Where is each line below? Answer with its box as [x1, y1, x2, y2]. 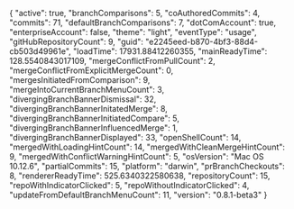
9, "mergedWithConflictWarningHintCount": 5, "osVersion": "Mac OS [9, 151, 264, 161]
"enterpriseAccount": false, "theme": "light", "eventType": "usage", [9, 27, 257, 37]
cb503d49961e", [9, 46, 72, 57]
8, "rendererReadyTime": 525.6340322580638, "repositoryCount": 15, [9, 170, 271, 181]
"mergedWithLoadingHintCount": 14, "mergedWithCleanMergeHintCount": [9, 141, 286, 152]
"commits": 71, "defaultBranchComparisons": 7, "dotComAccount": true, [9, 17, 277, 28]
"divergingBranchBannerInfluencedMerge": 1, [9, 123, 179, 133]
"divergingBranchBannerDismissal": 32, [9, 94, 157, 104]
